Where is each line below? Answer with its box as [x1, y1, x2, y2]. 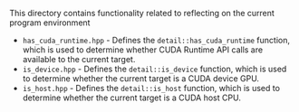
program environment [9, 17, 91, 28]
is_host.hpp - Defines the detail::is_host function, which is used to [22, 83, 281, 93]
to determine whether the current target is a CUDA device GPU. [22, 73, 260, 84]
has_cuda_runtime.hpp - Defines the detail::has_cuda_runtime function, [22, 35, 291, 45]
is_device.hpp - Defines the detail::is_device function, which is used [22, 63, 287, 74]
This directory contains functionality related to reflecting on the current [9, 8, 275, 18]
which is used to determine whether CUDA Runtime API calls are [22, 44, 264, 55]
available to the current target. [22, 54, 136, 64]
